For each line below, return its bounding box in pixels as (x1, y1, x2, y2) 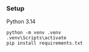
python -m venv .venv (6, 30, 62, 36)
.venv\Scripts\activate (6, 35, 67, 41)
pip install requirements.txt (6, 41, 84, 47)
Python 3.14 (6, 18, 36, 25)
